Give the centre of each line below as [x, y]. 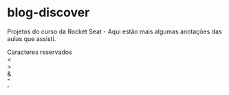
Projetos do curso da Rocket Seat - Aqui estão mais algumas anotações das [115, 31]
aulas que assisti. [32, 38]
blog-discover [48, 13]
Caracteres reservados [40, 52]
